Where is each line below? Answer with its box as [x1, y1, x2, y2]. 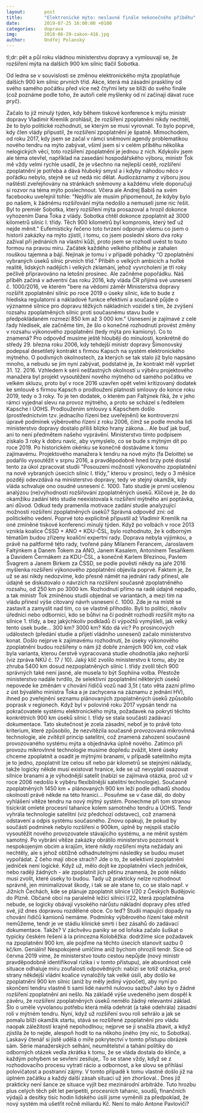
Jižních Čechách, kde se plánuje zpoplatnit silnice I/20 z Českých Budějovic [6, 888, 196, 895]
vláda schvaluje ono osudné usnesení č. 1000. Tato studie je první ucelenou [6, 483, 195, 489]
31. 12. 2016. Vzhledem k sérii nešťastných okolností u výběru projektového [6, 367, 193, 374]
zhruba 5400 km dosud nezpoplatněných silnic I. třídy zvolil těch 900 [6, 662, 179, 670]
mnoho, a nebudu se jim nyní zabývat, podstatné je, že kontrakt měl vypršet [6, 360, 195, 367]
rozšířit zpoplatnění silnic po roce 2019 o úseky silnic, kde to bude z [6, 289, 175, 297]
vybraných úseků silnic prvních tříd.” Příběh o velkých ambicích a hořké [6, 257, 184, 264]
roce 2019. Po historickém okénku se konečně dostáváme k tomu [6, 444, 169, 451]
